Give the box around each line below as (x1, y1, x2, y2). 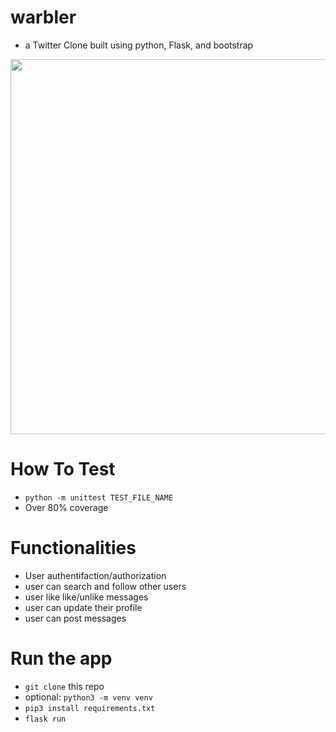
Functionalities (10, 537, 137, 560)
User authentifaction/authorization (24, 569, 167, 581)
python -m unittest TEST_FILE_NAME (24, 492, 174, 503)
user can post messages (24, 612, 127, 624)
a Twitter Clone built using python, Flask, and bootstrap (24, 39, 254, 51)
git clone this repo (24, 680, 105, 692)
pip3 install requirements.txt (24, 703, 156, 713)
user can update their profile (24, 601, 143, 613)
